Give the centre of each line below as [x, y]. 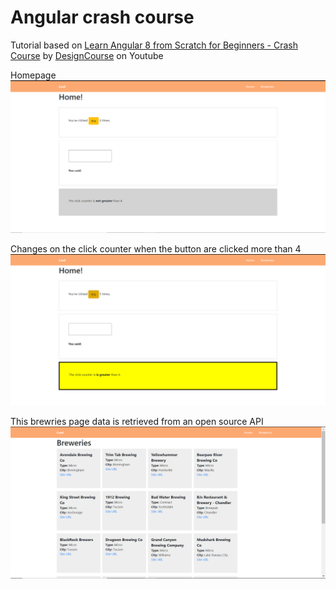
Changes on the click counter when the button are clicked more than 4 [156, 248]
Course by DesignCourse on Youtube [87, 55]
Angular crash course [102, 17]
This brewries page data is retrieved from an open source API [137, 421]
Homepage [33, 75]
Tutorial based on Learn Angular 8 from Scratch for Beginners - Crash [154, 45]
